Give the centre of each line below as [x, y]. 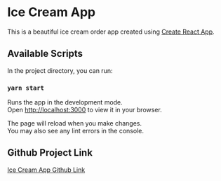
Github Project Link [50, 153]
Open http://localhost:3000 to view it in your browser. [85, 110]
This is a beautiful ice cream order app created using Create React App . [111, 32]
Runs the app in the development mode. [65, 102]
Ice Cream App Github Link [46, 170]
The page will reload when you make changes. [75, 123]
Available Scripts [45, 54]
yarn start [26, 88]
